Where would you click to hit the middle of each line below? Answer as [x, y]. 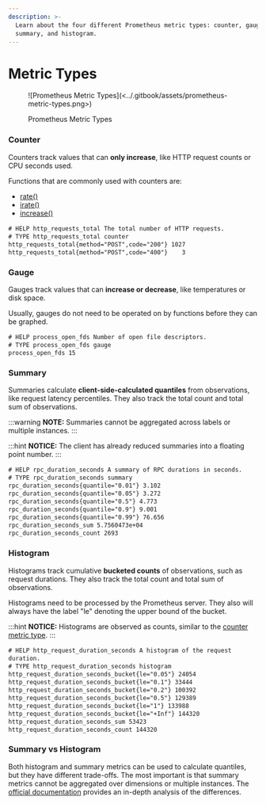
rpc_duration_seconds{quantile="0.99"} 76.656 [86, 518]
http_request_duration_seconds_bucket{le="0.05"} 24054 [102, 674]
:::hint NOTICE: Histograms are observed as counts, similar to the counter [128, 627]
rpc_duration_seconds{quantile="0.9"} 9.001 [83, 510]
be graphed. [28, 322]
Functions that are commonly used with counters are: [95, 181]
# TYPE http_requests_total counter [68, 236]
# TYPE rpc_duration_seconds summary [70, 478]
